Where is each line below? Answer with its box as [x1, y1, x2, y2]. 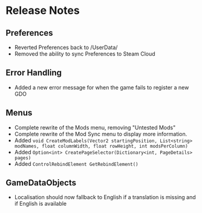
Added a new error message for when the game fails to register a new [14, 84, 189, 91]
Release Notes [5, 4, 80, 18]
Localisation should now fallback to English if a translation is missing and [14, 194, 196, 201]
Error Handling [5, 68, 62, 78]
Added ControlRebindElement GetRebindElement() [14, 160, 138, 167]
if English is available [14, 200, 67, 208]
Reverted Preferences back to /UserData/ [14, 44, 118, 51]
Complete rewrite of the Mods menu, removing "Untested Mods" [14, 123, 176, 131]
